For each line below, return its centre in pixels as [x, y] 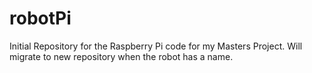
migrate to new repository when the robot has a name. [121, 56]
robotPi [40, 18]
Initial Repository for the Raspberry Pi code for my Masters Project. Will [156, 46]
